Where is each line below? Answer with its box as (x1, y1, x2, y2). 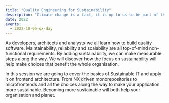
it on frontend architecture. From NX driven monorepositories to (5, 76, 137, 82)
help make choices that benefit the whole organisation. (5, 61, 119, 67)
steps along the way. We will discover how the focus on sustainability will (5, 56, 157, 62)
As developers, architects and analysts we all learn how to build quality (5, 40, 152, 46)
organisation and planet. (5, 92, 55, 98)
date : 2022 (5, 17, 28, 22)
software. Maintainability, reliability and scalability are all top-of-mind (5, 45, 148, 51)
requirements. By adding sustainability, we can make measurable (27, 51, 162, 57)
